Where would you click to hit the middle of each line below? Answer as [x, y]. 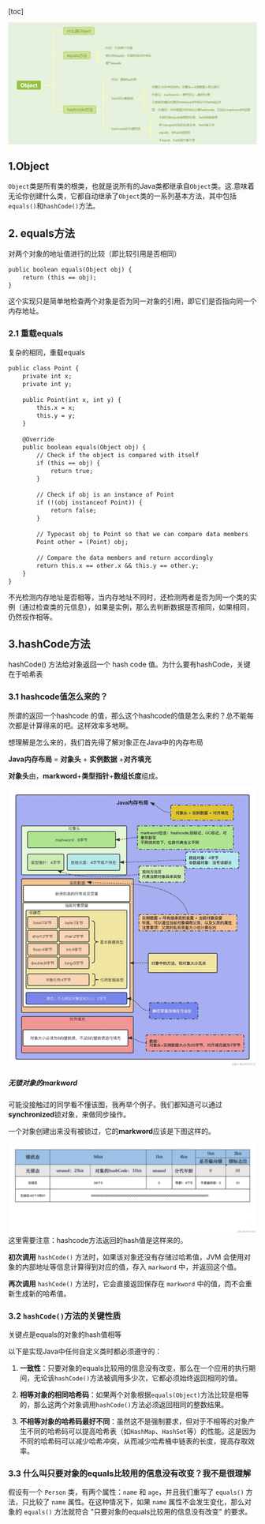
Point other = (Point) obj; [82, 542]
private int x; [47, 376]
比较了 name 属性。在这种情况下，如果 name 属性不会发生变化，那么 [137, 1502]
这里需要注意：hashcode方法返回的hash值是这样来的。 [98, 1240]
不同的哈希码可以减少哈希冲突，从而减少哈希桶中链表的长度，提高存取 [134, 1441]
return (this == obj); [60, 278]
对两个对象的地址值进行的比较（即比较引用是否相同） [95, 254]
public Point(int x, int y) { [72, 400]
